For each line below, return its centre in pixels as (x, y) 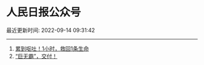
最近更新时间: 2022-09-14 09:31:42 (51, 30)
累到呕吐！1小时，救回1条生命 (52, 48)
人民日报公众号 (44, 12)
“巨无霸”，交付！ (36, 56)
